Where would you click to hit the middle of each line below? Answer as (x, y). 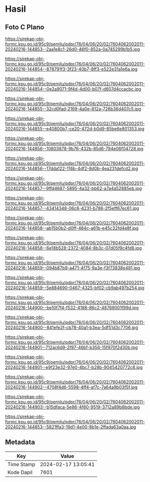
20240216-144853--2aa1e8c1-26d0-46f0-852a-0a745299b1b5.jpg (73, 49)
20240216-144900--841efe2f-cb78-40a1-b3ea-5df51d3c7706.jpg (72, 327)
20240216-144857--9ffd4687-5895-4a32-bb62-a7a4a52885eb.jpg (74, 188)
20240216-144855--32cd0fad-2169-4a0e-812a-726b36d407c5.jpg (73, 109)
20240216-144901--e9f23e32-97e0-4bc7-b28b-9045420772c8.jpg (74, 367)
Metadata (20, 442)
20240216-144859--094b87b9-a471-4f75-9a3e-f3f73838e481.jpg (73, 268)
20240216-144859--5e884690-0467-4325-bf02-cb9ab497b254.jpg (75, 288)
